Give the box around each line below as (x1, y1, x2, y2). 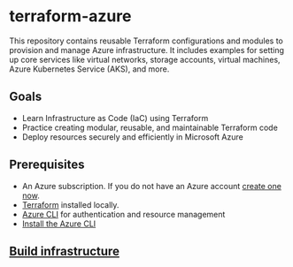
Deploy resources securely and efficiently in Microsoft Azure (21, 131, 243, 142)
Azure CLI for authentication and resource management (21, 209, 226, 219)
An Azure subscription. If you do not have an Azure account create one (21, 180, 281, 191)
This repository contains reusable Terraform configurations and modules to (9, 35, 283, 46)
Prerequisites (9, 157, 85, 172)
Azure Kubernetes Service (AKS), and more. (9, 64, 170, 74)
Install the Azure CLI (21, 218, 96, 229)
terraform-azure (9, 6, 132, 27)
